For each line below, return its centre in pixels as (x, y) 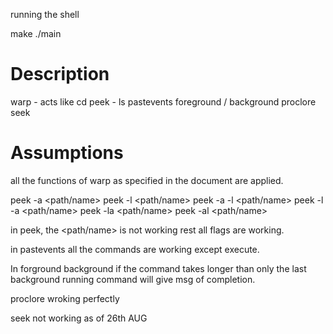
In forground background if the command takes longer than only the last (158, 268)
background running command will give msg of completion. (133, 279)
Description (60, 74)
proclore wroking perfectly (65, 298)
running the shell (45, 14)
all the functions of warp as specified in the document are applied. (147, 180)
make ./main (36, 33)
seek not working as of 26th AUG (79, 318)
